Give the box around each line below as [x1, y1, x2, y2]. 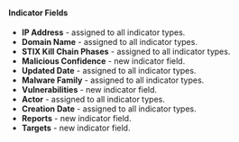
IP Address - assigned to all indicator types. [21, 27, 186, 38]
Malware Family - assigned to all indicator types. [21, 75, 205, 85]
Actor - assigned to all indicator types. [21, 94, 166, 105]
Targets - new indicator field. [21, 122, 131, 134]
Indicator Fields [8, 7, 69, 18]
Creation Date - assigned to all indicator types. [21, 103, 198, 114]
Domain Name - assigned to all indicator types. [21, 37, 198, 48]
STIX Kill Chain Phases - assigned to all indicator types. [21, 46, 231, 58]
